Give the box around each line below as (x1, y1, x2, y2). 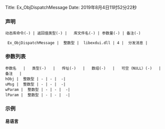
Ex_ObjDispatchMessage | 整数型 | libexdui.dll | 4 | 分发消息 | (7, 41, 148, 46)
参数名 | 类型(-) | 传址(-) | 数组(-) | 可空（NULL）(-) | (5, 66, 161, 71)
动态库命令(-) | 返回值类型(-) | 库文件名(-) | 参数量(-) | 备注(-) (5, 31, 141, 36)
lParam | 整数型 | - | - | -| (5, 92, 70, 97)
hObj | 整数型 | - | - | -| (5, 76, 66, 81)
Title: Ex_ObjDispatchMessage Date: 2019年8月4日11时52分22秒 (5, 5, 137, 10)
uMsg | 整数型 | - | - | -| (5, 82, 66, 87)
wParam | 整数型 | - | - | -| (5, 87, 70, 92)
